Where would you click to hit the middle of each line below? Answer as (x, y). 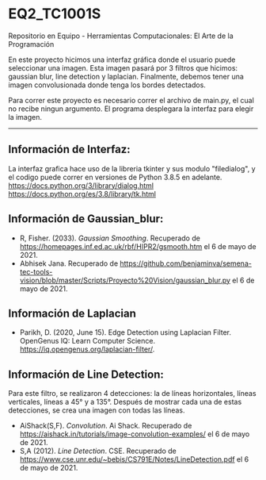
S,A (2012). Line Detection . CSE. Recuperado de (98, 451)
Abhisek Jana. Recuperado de (69, 263)
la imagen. (25, 117)
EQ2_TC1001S (55, 14)
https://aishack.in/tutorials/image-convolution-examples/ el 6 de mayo (135, 434)
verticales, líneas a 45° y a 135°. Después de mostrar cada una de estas (125, 402)
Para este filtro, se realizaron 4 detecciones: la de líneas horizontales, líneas (132, 394)
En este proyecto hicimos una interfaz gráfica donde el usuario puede (122, 60)
